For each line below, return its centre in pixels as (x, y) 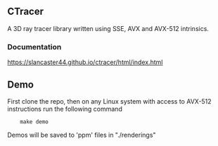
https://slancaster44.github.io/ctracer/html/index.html (85, 62)
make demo (34, 122)
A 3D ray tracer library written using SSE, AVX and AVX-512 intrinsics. (108, 28)
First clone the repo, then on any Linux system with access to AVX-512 (110, 101)
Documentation (34, 47)
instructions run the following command (65, 109)
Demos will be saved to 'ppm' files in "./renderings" (82, 135)
